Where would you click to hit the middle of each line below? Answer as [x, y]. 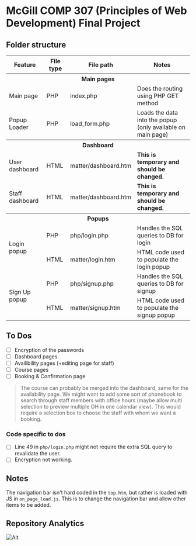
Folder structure [36, 45]
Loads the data [157, 113]
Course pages [32, 370]
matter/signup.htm [95, 308]
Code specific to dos [36, 434]
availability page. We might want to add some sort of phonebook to [101, 394]
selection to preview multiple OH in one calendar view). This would [100, 407]
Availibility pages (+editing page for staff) [64, 363]
